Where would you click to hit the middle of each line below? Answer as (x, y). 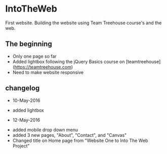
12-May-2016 (26, 120)
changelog (23, 88)
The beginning (29, 44)
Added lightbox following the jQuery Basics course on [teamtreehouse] (87, 62)
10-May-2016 (26, 100)
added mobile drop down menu (45, 130)
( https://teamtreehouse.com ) (43, 67)
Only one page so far (34, 56)
